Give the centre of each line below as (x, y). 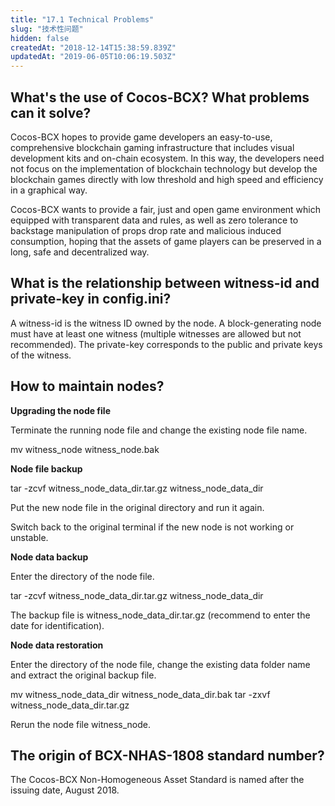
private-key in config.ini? (91, 299)
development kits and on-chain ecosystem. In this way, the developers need (167, 158)
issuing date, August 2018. (65, 790)
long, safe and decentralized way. (80, 252)
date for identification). (57, 625)
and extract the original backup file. (83, 675)
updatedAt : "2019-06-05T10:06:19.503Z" (93, 57)
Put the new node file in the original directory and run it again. (137, 507)
